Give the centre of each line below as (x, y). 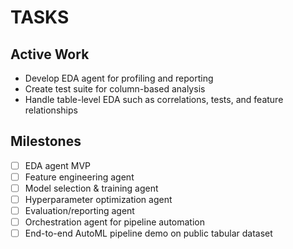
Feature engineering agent (79, 177)
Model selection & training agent (91, 188)
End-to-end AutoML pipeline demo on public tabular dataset (148, 233)
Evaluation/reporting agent (79, 211)
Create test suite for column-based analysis (115, 89)
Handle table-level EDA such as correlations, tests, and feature (154, 99)
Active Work (50, 54)
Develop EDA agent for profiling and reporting (119, 78)
